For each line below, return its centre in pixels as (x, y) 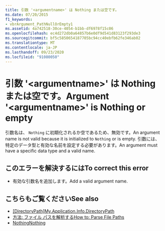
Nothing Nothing (29, 222)
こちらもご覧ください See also (52, 198)
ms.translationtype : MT (30, 43)
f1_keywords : (19, 19)
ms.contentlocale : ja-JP (31, 48)
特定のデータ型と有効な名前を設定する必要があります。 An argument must (81, 145)
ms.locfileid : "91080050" (32, 57)
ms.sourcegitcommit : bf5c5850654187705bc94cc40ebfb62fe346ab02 (73, 38)
